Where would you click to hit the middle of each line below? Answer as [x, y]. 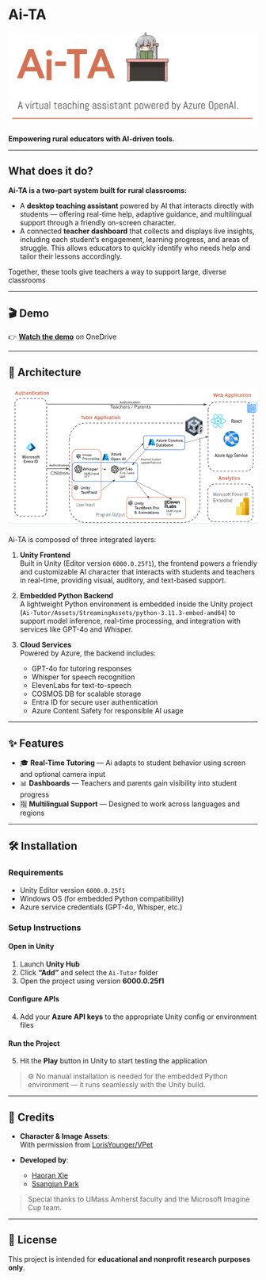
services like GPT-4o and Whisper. [76, 629]
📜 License [33, 1240]
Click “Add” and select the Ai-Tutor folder [89, 972]
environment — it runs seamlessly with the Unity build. [116, 1085]
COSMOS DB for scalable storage [86, 694]
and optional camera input [62, 774]
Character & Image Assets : [65, 1136]
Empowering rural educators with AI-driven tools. [92, 138]
